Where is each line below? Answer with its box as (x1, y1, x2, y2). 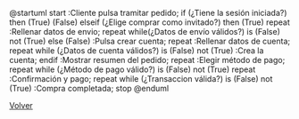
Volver (9, 100, 33, 110)
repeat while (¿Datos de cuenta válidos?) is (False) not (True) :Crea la (9, 45, 264, 56)
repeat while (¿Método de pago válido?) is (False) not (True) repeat (9, 64, 256, 75)
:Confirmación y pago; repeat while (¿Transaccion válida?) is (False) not (9, 74, 273, 83)
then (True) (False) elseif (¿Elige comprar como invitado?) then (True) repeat (9, 17, 290, 28)
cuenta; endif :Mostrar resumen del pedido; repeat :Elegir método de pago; (9, 55, 286, 65)
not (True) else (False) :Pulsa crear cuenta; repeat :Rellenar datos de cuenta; (9, 36, 291, 46)
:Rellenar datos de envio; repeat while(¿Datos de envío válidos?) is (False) (9, 27, 281, 36)
